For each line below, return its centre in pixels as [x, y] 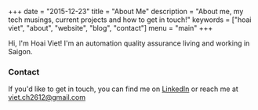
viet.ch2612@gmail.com [47, 97]
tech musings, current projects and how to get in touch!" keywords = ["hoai [130, 20]
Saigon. [20, 51]
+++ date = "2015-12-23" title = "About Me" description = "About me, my [126, 11]
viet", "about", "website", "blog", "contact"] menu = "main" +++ [111, 28]
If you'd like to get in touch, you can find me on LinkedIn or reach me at [124, 89]
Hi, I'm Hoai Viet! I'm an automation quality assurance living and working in [129, 43]
